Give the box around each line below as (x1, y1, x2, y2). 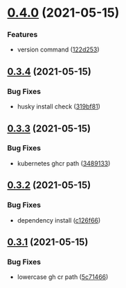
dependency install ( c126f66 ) (17, 216, 101, 224)
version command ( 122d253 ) (17, 45, 100, 54)
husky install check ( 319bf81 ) (17, 102, 100, 111)
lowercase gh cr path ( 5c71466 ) (17, 273, 109, 281)
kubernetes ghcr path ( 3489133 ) (17, 159, 111, 168)
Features (7, 30, 38, 40)
